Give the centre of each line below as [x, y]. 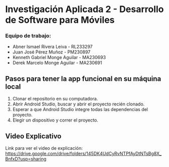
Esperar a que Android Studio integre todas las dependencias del [80, 109]
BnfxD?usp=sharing [26, 159]
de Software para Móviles [60, 20]
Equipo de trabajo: [28, 36]
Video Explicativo [33, 136]
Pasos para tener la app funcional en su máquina [83, 78]
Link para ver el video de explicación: [44, 148]
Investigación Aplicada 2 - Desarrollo [84, 9]
